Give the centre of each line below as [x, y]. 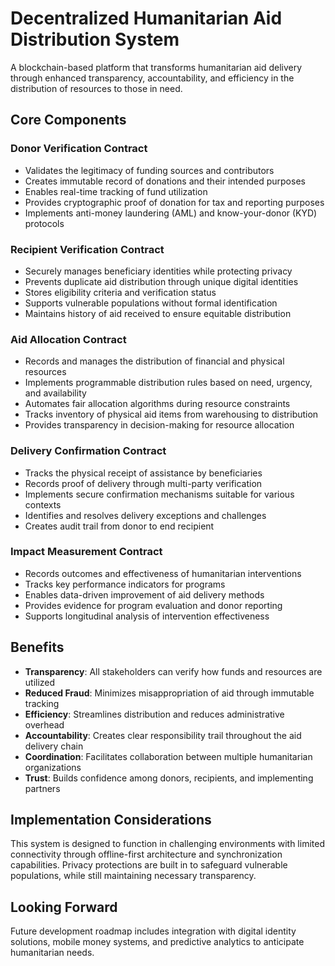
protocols [44, 223]
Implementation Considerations [111, 820]
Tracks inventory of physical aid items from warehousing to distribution [171, 414]
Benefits [37, 647]
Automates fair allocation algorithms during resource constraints [157, 404]
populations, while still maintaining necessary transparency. [133, 876]
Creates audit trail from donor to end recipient [119, 526]
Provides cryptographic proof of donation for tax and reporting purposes [174, 202]
